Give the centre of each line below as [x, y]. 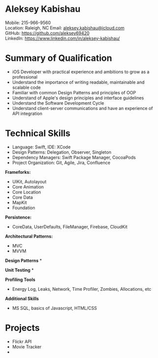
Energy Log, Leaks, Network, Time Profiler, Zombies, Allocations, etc [82, 289]
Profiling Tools [20, 279]
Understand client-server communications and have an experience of [82, 108]
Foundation [24, 208]
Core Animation [28, 187]
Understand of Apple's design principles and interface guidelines [78, 98]
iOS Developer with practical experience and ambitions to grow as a [81, 72]
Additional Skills [22, 299]
